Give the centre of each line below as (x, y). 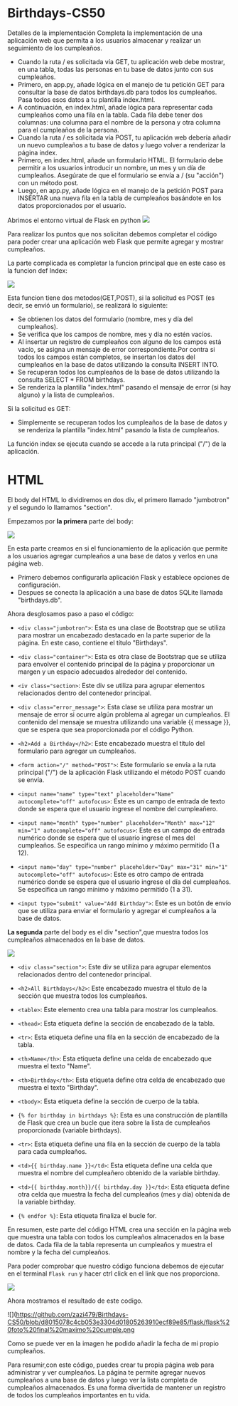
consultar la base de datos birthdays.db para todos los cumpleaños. (117, 92)
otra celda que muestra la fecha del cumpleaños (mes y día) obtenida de (124, 1194)
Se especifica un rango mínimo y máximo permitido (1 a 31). (105, 889)
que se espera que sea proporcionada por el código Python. (106, 729)
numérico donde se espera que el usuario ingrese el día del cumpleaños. (124, 882)
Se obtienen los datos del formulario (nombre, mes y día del (105, 319)
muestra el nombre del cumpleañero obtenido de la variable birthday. (119, 1172)
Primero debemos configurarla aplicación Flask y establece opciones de (123, 577)
